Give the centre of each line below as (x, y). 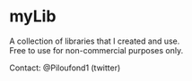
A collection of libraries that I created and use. (95, 41)
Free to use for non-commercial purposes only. (96, 50)
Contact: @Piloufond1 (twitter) (65, 68)
